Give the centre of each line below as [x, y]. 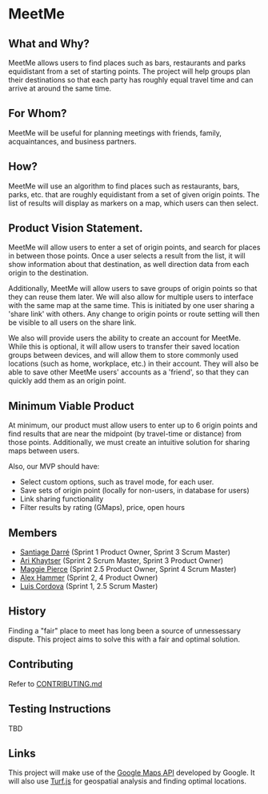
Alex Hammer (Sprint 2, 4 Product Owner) [89, 577]
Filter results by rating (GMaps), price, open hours [102, 508]
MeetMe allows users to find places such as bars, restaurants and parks [127, 63]
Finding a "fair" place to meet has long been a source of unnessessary [125, 630]
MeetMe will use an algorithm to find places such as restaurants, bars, [124, 186]
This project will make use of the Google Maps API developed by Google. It [132, 773]
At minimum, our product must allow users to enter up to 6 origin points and [133, 425]
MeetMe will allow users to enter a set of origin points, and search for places [134, 247]
